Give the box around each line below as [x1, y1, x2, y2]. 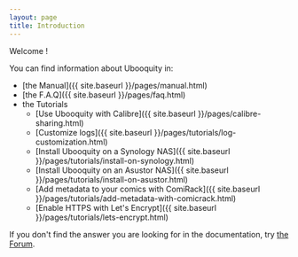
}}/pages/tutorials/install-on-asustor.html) [35, 174, 189, 184]
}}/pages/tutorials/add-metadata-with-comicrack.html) [35, 192, 237, 204]
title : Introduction [9, 21, 86, 30]
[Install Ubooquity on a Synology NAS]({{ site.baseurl [35, 145, 231, 156]
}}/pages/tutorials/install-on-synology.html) [35, 155, 195, 166]
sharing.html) [35, 117, 84, 128]
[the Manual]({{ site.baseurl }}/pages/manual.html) [21, 80, 208, 90]
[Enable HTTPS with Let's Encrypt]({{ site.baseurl [35, 202, 217, 213]
